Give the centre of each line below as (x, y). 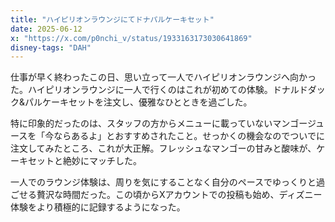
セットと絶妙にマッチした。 (84, 161)
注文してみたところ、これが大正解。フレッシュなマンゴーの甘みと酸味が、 (163, 148)
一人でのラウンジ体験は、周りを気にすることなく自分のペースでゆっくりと (163, 182)
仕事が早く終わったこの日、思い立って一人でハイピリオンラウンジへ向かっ (163, 77)
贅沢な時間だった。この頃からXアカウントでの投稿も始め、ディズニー (179, 195)
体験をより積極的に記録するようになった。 (98, 207)
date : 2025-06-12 (46, 29)
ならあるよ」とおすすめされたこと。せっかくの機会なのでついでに (189, 136)
